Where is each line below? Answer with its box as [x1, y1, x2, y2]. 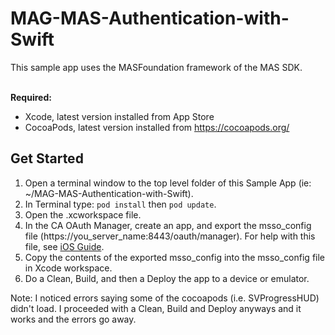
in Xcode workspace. [24, 262, 113, 274]
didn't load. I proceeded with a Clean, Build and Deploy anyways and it [10, 302, 302, 314]
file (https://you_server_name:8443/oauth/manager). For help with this [24, 230, 316, 242]
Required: [10, 91, 52, 103]
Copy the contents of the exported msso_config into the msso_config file [24, 251, 326, 263]
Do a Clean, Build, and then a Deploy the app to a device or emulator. [24, 272, 310, 284]
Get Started [10, 150, 84, 167]
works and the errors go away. [10, 313, 137, 325]
